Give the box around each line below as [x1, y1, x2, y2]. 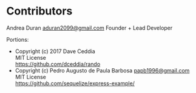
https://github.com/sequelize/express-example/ [15, 80, 135, 87]
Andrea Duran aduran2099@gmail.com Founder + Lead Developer [6, 24, 173, 31]
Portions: [6, 36, 29, 43]
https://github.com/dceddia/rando [15, 60, 101, 68]
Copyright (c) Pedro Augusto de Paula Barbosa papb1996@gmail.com [15, 66, 190, 74]
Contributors [6, 4, 73, 18]
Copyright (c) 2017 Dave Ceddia [15, 47, 95, 55]
